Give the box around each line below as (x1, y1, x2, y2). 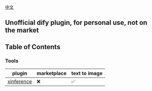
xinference (7, 78, 32, 85)
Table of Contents (5, 43, 61, 51)
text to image (71, 70, 103, 77)
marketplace (36, 70, 67, 77)
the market (5, 26, 39, 35)
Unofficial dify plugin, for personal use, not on (5, 18, 148, 27)
